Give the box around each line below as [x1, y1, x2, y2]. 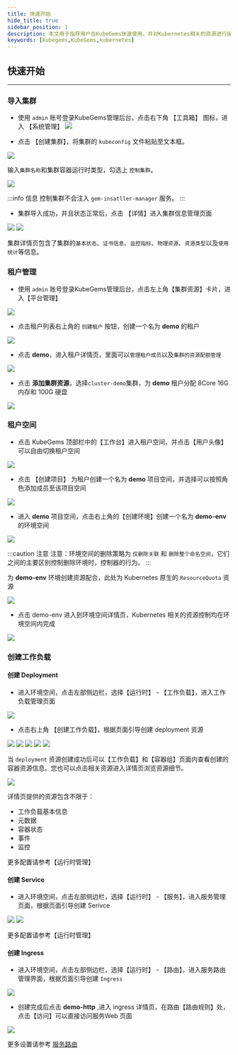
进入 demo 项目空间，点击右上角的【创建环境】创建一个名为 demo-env [17, 512, 227, 520]
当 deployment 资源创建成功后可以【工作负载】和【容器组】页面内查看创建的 [7, 754, 229, 763]
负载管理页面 [17, 696, 55, 705]
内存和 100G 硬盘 [17, 387, 68, 396]
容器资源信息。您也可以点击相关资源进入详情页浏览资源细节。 [7, 764, 188, 772]
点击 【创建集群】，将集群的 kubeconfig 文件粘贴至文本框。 [17, 138, 189, 146]
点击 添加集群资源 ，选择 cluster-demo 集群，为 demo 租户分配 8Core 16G [17, 379, 229, 387]
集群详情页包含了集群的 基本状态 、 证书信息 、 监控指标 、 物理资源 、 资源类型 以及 [7, 239, 218, 247]
